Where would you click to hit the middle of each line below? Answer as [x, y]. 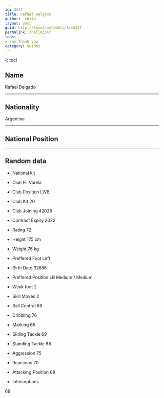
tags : [10, 37]
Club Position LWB [31, 192]
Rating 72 [22, 230]
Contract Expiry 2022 [34, 220]
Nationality [22, 107]
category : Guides [23, 46]
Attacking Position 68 [34, 372]
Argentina [15, 119]
